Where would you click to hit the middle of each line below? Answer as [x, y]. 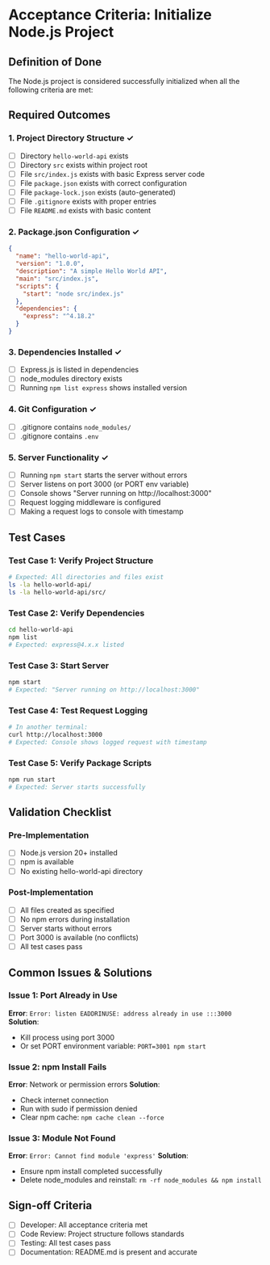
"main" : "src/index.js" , [57, 279]
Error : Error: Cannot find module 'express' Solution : [98, 1156]
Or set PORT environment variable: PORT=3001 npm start [113, 1046]
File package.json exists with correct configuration [103, 183]
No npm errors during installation [75, 919]
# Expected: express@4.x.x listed [66, 645]
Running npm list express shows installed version [104, 388]
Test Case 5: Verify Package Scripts [80, 763]
